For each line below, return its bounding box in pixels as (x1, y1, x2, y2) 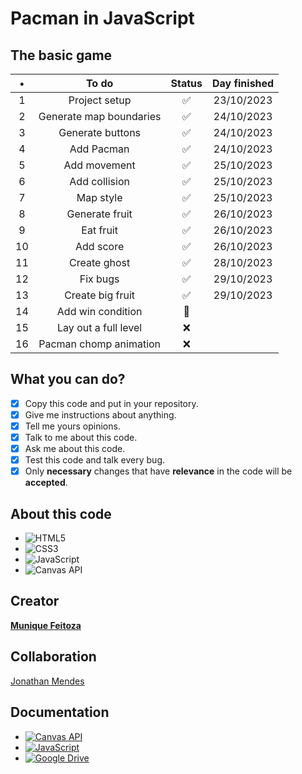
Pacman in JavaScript (10, 7, 195, 30)
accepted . (24, 477, 68, 489)
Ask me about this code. (24, 443, 126, 455)
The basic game (10, 47, 113, 64)
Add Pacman (69, 142, 130, 156)
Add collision (69, 175, 130, 188)
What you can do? (10, 371, 126, 388)
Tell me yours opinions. (24, 420, 121, 432)
